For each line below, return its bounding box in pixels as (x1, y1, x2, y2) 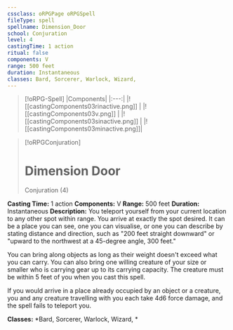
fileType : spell (7, 17, 55, 24)
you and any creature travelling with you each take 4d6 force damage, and (7, 294, 223, 303)
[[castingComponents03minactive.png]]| (24, 124, 142, 133)
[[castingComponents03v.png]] (24, 110, 116, 118)
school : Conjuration (7, 29, 68, 37)
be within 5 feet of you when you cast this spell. (7, 273, 146, 282)
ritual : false (7, 50, 49, 57)
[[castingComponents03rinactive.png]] (24, 103, 138, 111)
